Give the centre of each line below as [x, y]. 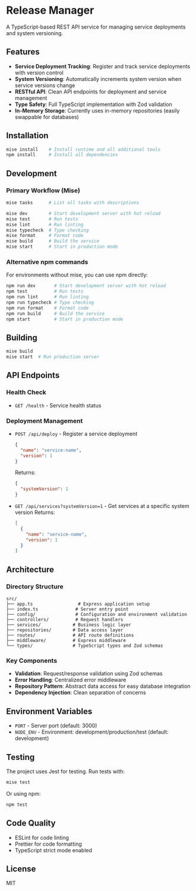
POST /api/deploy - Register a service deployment [76, 434]
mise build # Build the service [53, 241]
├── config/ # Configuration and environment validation [97, 615]
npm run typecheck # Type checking [50, 302]
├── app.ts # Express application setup [78, 604]
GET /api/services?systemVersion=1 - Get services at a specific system [102, 506]
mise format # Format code [45, 236]
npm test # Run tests [45, 292]
